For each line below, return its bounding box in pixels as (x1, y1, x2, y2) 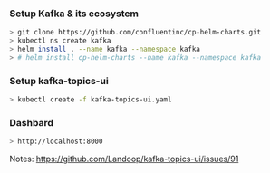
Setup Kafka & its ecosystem (9, 7, 139, 20)
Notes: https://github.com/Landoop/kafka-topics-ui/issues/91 (9, 153, 239, 165)
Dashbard (9, 116, 54, 129)
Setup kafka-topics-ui (9, 74, 109, 87)
